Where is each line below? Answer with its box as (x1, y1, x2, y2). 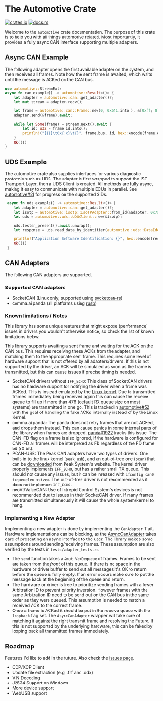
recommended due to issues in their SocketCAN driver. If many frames (12, 492, 154, 498)
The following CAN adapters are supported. (5, 271, 92, 278)
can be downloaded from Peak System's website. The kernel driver (12, 461, 147, 467)
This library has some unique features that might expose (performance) (5, 324, 148, 329)
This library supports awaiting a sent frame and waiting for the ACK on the (5, 343, 154, 349)
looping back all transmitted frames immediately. (12, 628, 110, 634)
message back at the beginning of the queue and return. (12, 576, 125, 582)
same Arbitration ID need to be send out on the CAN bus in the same (12, 592, 149, 598)
